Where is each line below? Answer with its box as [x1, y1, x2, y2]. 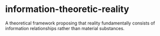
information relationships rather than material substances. [5, 25, 125, 31]
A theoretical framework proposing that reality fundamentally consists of [5, 20, 155, 26]
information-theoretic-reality [5, 3, 129, 15]
